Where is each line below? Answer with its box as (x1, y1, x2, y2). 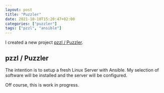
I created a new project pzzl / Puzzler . (5, 39, 84, 45)
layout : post (5, 7, 33, 12)
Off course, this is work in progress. (5, 82, 79, 88)
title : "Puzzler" (5, 12, 42, 17)
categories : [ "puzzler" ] (5, 21, 57, 26)
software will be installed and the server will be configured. (5, 72, 127, 78)
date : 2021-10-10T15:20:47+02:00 (5, 16, 75, 21)
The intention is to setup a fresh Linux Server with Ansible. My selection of (5, 67, 159, 73)
